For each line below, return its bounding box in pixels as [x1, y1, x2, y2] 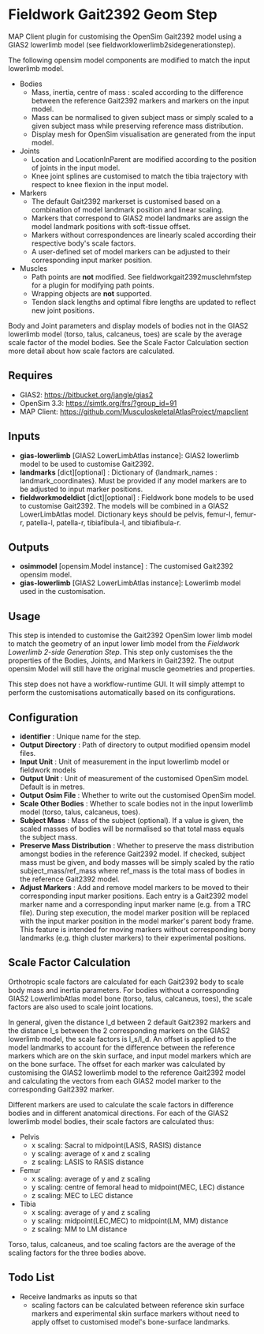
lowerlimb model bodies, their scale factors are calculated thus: [8, 1116, 214, 1126]
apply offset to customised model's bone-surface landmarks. [31, 1317, 230, 1326]
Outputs [8, 540, 50, 554]
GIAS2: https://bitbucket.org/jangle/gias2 [19, 389, 154, 400]
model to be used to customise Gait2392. [19, 459, 154, 468]
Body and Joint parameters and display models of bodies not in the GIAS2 [8, 321, 249, 330]
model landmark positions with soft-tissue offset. [31, 221, 191, 231]
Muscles [19, 263, 48, 273]
